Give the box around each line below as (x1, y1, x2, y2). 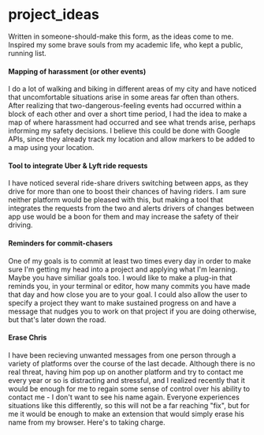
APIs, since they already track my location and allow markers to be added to (8, 134, 255, 144)
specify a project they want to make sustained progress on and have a (8, 298, 236, 307)
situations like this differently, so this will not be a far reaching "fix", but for (8, 400, 250, 410)
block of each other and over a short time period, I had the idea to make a (8, 109, 247, 119)
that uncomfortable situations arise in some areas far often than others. (8, 92, 240, 102)
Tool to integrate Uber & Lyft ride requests (8, 160, 148, 171)
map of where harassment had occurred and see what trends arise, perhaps (8, 118, 256, 127)
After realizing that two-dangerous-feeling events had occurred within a (8, 101, 242, 111)
